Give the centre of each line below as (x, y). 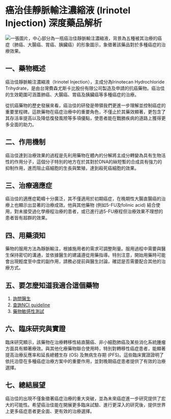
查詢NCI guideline (31, 305)
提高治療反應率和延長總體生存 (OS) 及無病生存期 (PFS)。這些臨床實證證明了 (85, 355)
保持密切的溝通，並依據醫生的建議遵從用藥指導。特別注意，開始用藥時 (83, 255)
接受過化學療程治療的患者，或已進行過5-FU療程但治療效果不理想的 (93, 211)
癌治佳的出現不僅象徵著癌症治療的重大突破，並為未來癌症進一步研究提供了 (83, 398)
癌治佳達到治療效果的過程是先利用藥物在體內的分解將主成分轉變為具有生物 (83, 155)
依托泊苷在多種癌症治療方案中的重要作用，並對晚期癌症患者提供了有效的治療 (85, 361)
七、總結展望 (25, 385)
